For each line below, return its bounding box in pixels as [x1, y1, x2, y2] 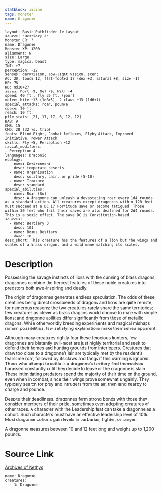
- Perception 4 [5, 149, 36, 154]
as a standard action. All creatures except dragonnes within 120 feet [5, 200, 153, 205]
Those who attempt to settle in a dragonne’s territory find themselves [5, 361, 143, 366]
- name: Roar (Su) [9, 191, 47, 196]
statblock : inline [5, 7, 42, 12]
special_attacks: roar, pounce [5, 102, 68, 107]
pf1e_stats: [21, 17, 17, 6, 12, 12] [5, 115, 81, 120]
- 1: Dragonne [9, 482, 38, 487]
